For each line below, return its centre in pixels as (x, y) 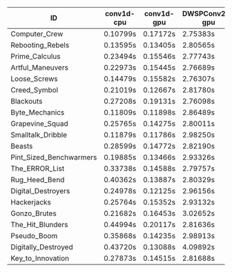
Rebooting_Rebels (40, 45)
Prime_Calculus (36, 56)
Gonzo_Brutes (33, 213)
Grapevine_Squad (40, 124)
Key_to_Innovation (40, 258)
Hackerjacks (31, 202)
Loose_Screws (35, 79)
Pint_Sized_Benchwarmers (54, 157)
